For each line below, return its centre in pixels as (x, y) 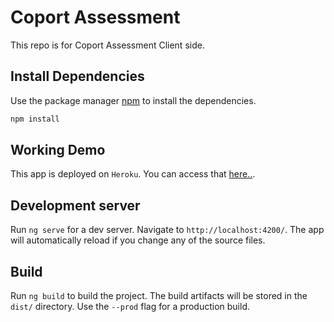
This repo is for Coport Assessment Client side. (107, 45)
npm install (35, 119)
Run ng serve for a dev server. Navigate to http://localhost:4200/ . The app (167, 230)
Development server (75, 205)
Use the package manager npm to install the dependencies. (133, 100)
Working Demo (58, 150)
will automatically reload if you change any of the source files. (138, 240)
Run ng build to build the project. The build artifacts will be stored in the (159, 296)
